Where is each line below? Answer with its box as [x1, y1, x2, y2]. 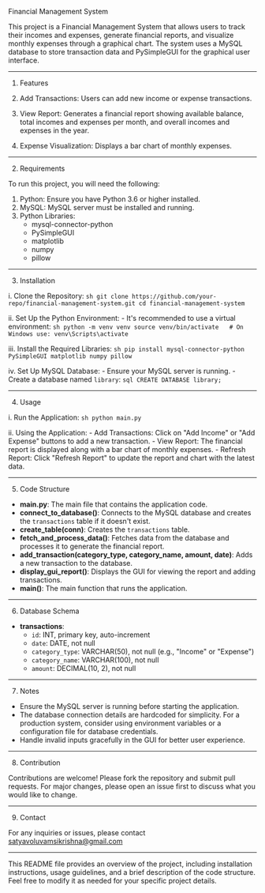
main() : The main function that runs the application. [19, 584, 188, 593]
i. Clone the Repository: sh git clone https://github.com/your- [8, 292, 217, 300]
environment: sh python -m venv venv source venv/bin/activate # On [8, 322, 244, 331]
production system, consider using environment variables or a [19, 718, 222, 728]
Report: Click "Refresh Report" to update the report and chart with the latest [8, 454, 255, 462]
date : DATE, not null [31, 639, 96, 647]
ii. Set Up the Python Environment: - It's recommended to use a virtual [8, 314, 236, 322]
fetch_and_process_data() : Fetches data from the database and [19, 533, 230, 542]
